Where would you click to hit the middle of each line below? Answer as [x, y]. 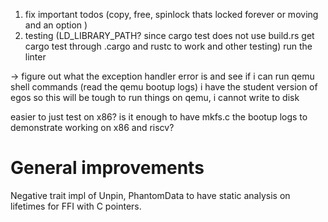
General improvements [107, 168]
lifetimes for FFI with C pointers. [76, 206]
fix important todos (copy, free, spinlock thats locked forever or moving [171, 14]
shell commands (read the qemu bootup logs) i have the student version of [164, 87]
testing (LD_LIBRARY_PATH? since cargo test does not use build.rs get [169, 35]
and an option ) [56, 25]
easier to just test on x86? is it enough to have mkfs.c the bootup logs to [159, 117]
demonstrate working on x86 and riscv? [92, 127]
